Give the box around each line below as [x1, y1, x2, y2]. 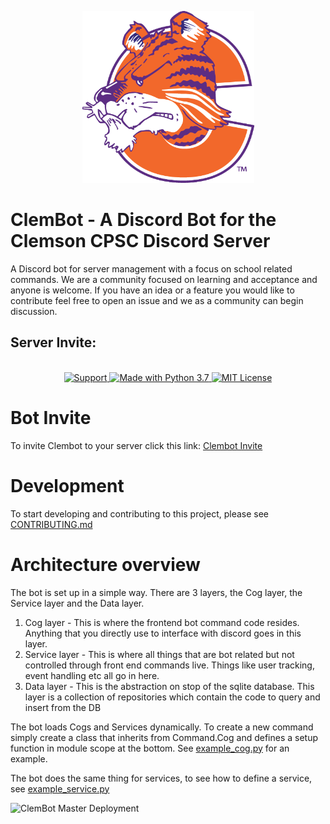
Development [10, 474, 125, 497]
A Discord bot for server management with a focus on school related [10, 262, 293, 275]
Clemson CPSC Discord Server [10, 230, 271, 253]
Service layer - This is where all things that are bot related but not [24, 648, 295, 660]
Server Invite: [10, 334, 97, 351]
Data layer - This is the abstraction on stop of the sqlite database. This [24, 680, 315, 692]
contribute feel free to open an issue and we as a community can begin [10, 294, 304, 306]
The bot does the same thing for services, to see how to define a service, [10, 772, 313, 784]
